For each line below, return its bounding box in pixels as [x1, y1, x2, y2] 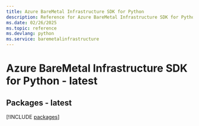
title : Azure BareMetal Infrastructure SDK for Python [6, 8, 145, 15]
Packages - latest [6, 98, 72, 108]
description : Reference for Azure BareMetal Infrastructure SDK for [6, 14, 179, 20]
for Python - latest [6, 75, 98, 88]
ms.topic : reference [6, 25, 57, 31]
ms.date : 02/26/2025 [6, 20, 57, 25]
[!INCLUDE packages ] [6, 114, 60, 120]
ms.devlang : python [6, 31, 54, 37]
